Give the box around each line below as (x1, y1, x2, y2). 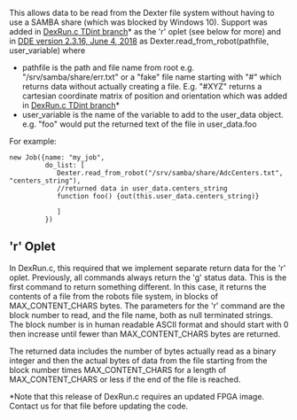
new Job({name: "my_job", (9, 153, 105, 162)
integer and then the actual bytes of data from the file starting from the (9, 354, 268, 366)
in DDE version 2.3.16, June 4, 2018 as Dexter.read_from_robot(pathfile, (9, 35, 270, 46)
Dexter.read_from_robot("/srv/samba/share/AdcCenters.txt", (56, 168, 284, 177)
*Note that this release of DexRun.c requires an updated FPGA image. (9, 391, 264, 401)
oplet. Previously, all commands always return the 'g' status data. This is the (9, 272, 287, 283)
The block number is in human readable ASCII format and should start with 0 (9, 319, 289, 330)
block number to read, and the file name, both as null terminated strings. (9, 309, 273, 320)
